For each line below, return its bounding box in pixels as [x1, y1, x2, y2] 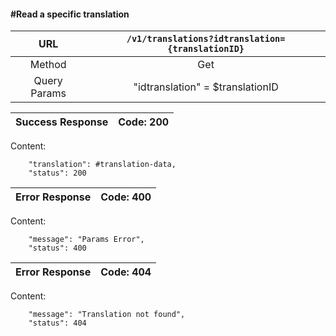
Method [29, 58, 67, 72]
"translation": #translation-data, [28, 160, 177, 170]
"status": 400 [28, 243, 87, 254]
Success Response [15, 115, 109, 129]
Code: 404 [100, 265, 152, 279]
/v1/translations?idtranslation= [126, 33, 286, 45]
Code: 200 [118, 115, 170, 129]
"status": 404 [28, 318, 87, 329]
